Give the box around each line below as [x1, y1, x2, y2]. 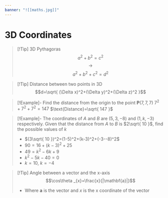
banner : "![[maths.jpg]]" [5, 7, 59, 13]
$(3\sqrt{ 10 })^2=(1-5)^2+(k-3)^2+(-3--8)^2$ [24, 136, 120, 142]
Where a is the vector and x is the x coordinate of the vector [24, 187, 150, 193]
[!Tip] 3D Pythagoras [17, 46, 61, 52]
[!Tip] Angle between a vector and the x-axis [17, 170, 110, 176]
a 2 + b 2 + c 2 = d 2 [72, 70, 109, 77]
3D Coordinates [5, 29, 72, 40]
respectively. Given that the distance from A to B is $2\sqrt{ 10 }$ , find [17, 121, 163, 127]
